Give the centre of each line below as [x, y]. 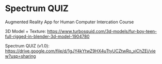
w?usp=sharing [21, 56]
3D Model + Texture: [25, 31]
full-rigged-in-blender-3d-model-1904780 [47, 36]
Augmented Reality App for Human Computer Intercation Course [70, 22]
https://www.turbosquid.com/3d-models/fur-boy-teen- [102, 31]
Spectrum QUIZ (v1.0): [27, 46]
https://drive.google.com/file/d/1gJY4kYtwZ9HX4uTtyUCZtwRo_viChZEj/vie [81, 51]
